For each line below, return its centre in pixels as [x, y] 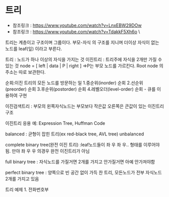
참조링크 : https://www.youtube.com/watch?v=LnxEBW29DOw [77, 25]
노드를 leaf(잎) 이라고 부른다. [34, 48]
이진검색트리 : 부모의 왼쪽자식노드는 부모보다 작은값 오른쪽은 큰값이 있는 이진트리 [85, 106]
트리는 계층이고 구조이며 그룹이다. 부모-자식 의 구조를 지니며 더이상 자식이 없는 [82, 42]
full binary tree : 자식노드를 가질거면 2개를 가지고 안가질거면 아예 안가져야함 [80, 162]
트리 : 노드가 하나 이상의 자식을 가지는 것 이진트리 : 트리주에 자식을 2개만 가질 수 [84, 59]
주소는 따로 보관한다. [25, 72]
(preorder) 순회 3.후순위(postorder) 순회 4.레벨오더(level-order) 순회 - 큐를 [80, 89]
